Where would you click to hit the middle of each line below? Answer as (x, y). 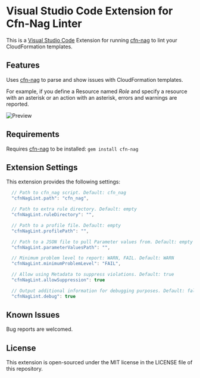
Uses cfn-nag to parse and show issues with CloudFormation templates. (95, 79)
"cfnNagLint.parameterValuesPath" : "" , (61, 247)
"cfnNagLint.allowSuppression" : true (58, 280)
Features (23, 65)
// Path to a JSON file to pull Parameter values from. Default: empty (102, 242)
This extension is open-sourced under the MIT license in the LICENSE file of (99, 362)
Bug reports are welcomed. (40, 329)
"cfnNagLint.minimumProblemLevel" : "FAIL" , (66, 264)
